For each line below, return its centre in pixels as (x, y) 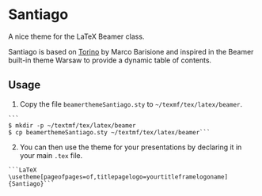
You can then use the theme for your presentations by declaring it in (131, 147)
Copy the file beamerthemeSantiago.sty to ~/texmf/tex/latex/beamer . (131, 104)
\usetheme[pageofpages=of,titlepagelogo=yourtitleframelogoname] (118, 177)
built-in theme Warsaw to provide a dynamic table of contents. (110, 60)
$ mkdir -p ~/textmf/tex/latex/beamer (72, 125)
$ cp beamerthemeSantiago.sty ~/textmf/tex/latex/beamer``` (110, 132)
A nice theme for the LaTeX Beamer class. (76, 36)
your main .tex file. (51, 155)
